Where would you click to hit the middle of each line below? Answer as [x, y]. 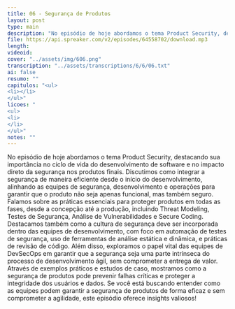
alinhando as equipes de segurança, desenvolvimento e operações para [111, 187]
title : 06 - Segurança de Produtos [59, 14]
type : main [23, 27]
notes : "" [22, 137]
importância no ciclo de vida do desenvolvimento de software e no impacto [116, 164]
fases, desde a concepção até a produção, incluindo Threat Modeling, [108, 209]
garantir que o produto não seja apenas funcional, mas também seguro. [111, 194]
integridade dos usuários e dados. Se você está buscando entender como [114, 283]
